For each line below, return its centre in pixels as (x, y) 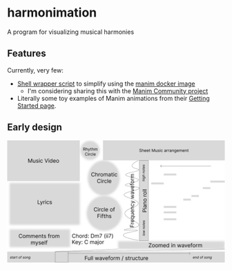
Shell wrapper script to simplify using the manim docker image (106, 84)
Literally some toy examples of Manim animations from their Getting (114, 98)
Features (27, 54)
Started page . (37, 106)
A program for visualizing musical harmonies (71, 32)
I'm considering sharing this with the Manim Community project (118, 90)
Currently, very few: (35, 70)
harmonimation (52, 13)
